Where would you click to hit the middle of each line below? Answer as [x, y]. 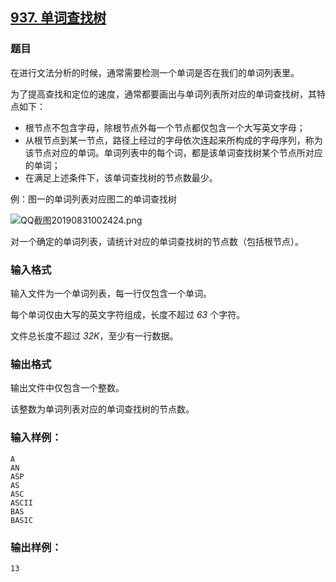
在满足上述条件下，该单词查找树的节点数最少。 [121, 177]
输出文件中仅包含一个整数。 [67, 388]
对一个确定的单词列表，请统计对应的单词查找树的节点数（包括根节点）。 [157, 241]
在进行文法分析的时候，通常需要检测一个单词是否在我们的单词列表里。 [155, 72]
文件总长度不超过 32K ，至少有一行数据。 [94, 335]
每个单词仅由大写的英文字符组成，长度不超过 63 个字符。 [128, 314]
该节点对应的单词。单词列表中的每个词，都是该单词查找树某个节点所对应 [173, 152]
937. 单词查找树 [58, 18]
